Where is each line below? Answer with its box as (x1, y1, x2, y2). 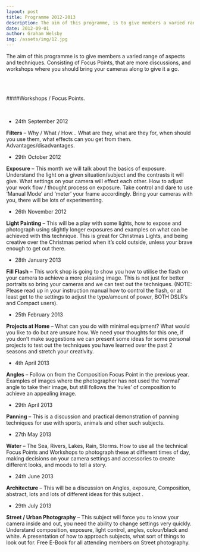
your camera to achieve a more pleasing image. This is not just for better (6, 274, 185, 281)
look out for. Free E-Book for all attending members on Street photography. (6, 539, 190, 546)
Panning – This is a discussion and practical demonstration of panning (6, 413, 179, 420)
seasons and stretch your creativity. (6, 348, 94, 355)
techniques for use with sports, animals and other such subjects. (6, 419, 165, 426)
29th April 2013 (14, 402, 53, 408)
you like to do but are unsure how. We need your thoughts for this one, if (6, 329, 183, 336)
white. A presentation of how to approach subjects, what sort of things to (6, 533, 186, 540)
